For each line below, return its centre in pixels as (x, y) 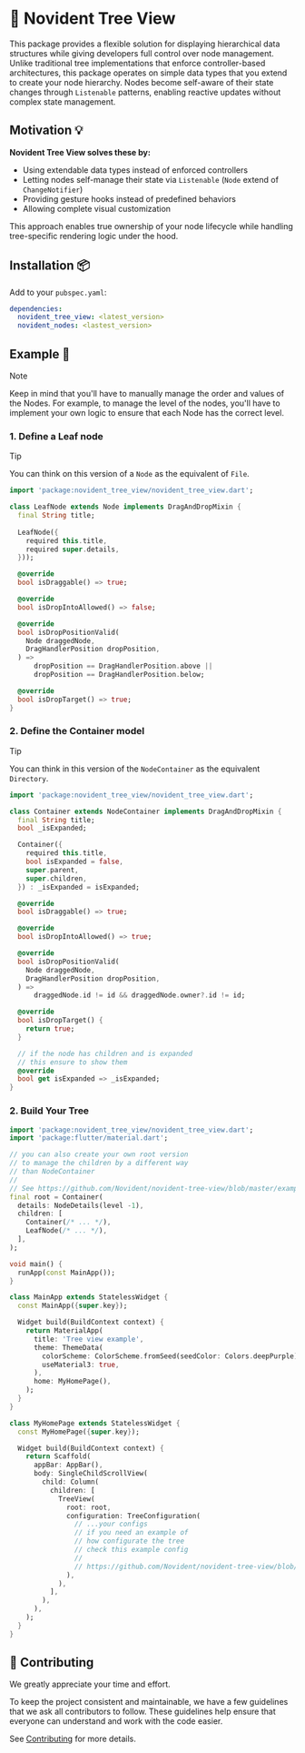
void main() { (36, 1264)
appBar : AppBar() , (68, 1465)
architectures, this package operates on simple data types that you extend (148, 73)
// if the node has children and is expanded (105, 1053)
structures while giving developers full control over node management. (142, 53)
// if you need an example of (131, 1533)
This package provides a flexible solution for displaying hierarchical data (145, 44)
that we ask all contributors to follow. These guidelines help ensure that (143, 1712)
